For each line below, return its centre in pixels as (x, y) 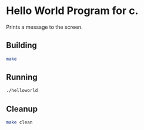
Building (21, 45)
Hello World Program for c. (72, 11)
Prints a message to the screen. (45, 27)
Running (22, 77)
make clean (19, 122)
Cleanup (22, 109)
